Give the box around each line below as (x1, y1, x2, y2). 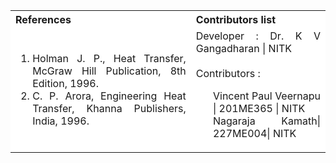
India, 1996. (32, 114, 90, 128)
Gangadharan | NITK (195, 42, 293, 55)
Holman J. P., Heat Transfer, (32, 52, 187, 65)
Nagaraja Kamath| (212, 114, 321, 128)
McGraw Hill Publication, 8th (32, 64, 187, 78)
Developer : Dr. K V (195, 29, 321, 43)
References (15, 13, 72, 26)
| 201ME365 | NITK (212, 102, 306, 115)
